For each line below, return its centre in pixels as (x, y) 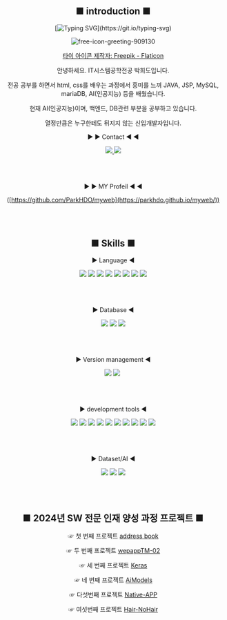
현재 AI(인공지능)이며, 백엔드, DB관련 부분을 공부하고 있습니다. (113, 108)
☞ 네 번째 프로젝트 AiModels (113, 580)
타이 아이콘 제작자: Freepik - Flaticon (113, 55)
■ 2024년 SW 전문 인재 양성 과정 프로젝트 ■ (113, 518)
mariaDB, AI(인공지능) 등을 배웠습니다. (113, 93)
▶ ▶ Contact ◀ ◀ (113, 137)
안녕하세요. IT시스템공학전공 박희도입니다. (113, 70)
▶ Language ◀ (113, 260)
